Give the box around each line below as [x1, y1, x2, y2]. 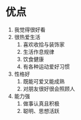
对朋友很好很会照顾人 [22, 85, 75, 92]
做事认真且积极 [22, 100, 60, 107]
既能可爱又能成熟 [22, 77, 65, 85]
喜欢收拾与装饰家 [22, 41, 65, 48]
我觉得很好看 [14, 26, 46, 33]
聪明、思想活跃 [22, 107, 60, 114]
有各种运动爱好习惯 [22, 63, 70, 70]
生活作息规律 [22, 48, 54, 55]
